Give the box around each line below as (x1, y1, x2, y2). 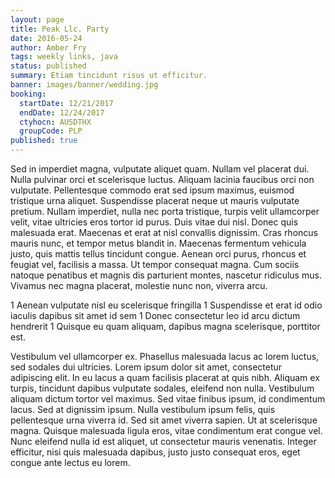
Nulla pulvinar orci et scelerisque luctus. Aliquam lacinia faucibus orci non (10, 174, 315, 185)
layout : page (10, 14, 65, 25)
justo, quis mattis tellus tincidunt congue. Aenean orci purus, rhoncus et (10, 248, 307, 260)
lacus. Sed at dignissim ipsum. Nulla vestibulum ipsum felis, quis (10, 404, 276, 415)
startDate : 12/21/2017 (19, 98, 114, 108)
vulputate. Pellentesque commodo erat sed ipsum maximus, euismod (10, 184, 295, 196)
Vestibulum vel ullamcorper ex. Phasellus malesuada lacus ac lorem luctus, (10, 351, 320, 362)
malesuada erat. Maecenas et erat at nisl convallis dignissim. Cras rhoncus (10, 227, 318, 238)
